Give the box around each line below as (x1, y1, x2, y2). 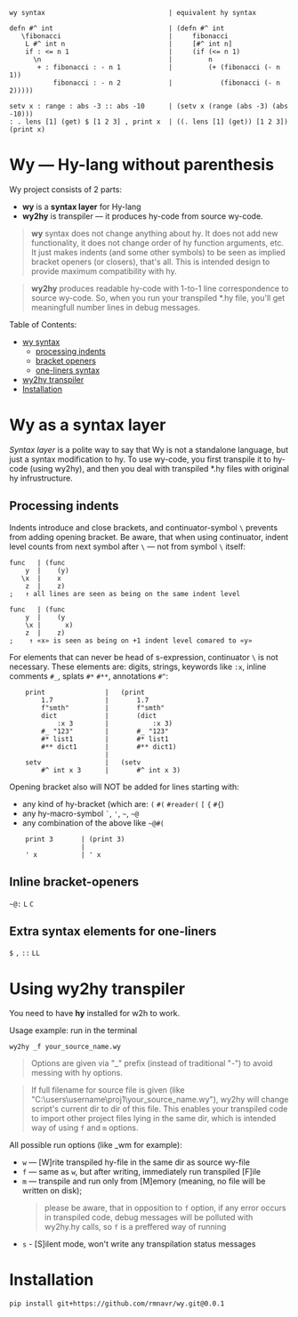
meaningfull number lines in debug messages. (30, 302, 201, 312)
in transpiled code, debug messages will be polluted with (44, 1212, 254, 1223)
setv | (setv (25, 757, 141, 767)
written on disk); (21, 1185, 83, 1196)
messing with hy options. (30, 1068, 123, 1079)
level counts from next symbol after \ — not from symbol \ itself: (9, 541, 246, 552)
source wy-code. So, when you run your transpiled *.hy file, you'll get (30, 292, 286, 303)
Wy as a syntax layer (9, 415, 166, 435)
